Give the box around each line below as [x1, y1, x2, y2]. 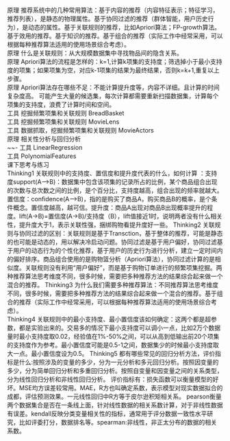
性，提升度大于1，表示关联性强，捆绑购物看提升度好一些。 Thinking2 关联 [7, 220, 216, 229]
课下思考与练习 [7, 161, 49, 168]
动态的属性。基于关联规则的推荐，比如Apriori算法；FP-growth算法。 [27, 23, 221, 31]
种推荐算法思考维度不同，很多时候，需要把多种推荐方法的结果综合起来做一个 [7, 272, 223, 280]
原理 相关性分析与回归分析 [7, 135, 81, 143]
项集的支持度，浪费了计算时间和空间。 [7, 100, 115, 109]
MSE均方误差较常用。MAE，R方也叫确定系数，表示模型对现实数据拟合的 [18, 384, 223, 392]
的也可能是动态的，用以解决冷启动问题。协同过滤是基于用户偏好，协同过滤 [7, 238, 217, 246]
